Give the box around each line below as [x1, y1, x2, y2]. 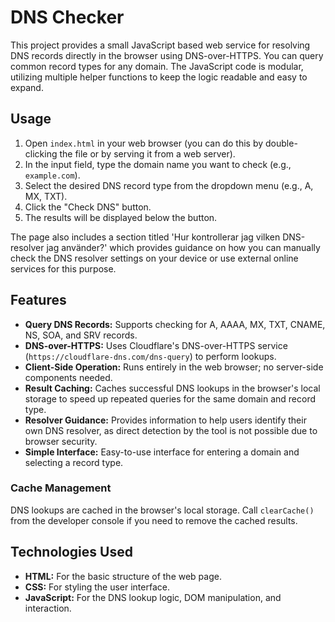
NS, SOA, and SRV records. [24, 329, 138, 341]
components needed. [24, 371, 113, 383]
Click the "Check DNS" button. [24, 201, 152, 213]
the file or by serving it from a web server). [59, 147, 236, 160]
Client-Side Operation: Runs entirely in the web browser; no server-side [24, 361, 324, 373]
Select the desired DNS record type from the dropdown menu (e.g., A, [24, 179, 314, 191]
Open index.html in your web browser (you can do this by [24, 137, 264, 149]
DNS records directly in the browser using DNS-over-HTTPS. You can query [10, 49, 324, 61]
